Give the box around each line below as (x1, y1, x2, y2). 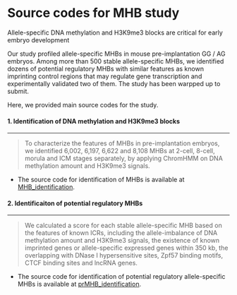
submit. (7, 87, 30, 95)
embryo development (7, 35, 70, 44)
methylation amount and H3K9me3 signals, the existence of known (24, 236, 220, 245)
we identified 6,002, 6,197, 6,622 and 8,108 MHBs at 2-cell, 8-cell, (24, 147, 215, 155)
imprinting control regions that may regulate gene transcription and (7, 72, 202, 80)
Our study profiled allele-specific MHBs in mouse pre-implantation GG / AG (7, 49, 226, 58)
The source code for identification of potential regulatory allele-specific (17, 272, 226, 281)
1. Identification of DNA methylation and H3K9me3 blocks (7, 116, 181, 125)
